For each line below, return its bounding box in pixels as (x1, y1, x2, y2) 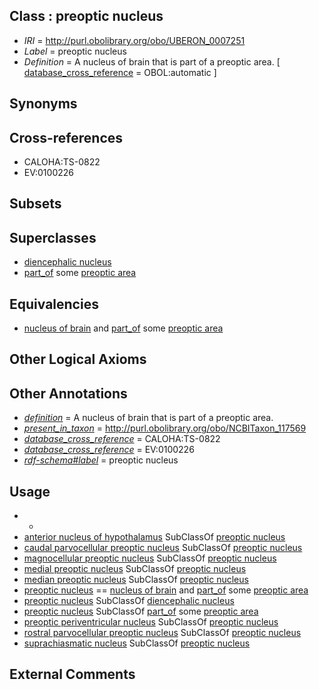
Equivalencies (9, 295, 99, 313)
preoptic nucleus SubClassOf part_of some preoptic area (23, 605, 259, 618)
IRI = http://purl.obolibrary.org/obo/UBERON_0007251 (23, 34, 246, 46)
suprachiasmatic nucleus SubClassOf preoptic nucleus (23, 637, 251, 649)
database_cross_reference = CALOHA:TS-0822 (23, 433, 221, 445)
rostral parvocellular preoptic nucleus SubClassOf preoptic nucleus (23, 627, 302, 639)
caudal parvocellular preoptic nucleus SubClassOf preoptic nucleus (23, 542, 303, 554)
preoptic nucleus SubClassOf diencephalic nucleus (23, 595, 235, 607)
